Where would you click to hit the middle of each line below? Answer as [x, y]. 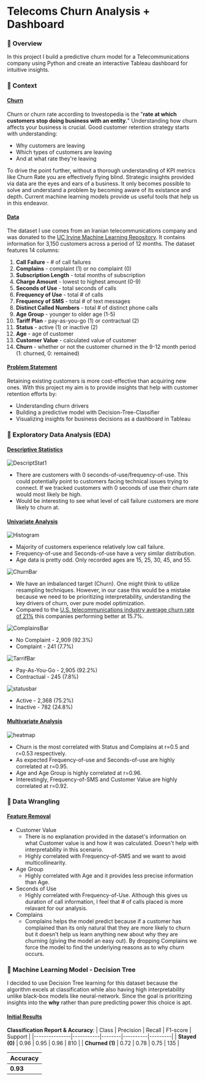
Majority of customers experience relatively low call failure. [90, 547]
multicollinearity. [46, 862]
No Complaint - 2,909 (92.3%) [54, 640]
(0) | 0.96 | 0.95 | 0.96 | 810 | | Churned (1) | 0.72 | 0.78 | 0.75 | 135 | [93, 1043]
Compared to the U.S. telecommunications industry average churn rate [105, 610]
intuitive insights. [28, 70]
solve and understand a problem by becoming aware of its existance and [99, 190]
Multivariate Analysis [35, 721]
